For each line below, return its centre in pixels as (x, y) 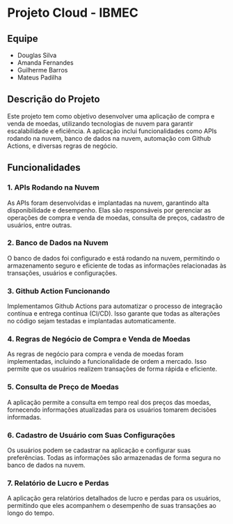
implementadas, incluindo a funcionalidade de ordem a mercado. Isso (107, 362)
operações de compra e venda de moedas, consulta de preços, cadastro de (116, 217)
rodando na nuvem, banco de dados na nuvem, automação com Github (109, 138)
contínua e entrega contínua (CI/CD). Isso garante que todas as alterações (114, 314)
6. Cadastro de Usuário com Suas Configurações (91, 435)
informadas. (24, 417)
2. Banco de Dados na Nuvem (58, 243)
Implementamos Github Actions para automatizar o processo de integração (115, 306)
